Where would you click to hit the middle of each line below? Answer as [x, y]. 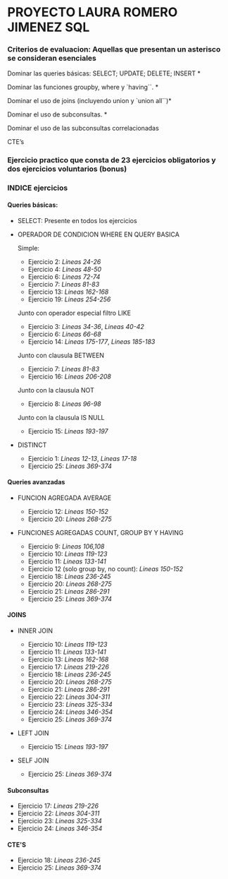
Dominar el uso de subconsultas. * [57, 114]
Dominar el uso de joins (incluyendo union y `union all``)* [90, 101]
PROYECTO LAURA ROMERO [93, 12]
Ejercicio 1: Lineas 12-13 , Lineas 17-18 [82, 458]
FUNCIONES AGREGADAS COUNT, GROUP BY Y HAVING [101, 532]
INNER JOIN [35, 630]
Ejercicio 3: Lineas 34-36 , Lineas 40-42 [86, 326]
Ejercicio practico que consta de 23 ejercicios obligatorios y [112, 160]
